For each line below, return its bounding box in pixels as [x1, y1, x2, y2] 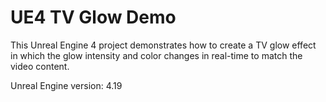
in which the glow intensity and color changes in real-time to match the [10, 49, 303, 61]
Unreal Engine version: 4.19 [10, 79, 123, 91]
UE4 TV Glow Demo [10, 6, 177, 29]
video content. [10, 60, 70, 72]
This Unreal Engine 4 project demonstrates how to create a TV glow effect [10, 39, 317, 51]
